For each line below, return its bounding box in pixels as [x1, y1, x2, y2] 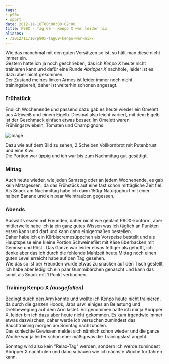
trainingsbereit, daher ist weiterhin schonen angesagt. [5, 82, 118, 88]
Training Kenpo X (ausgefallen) [5, 284, 84, 291]
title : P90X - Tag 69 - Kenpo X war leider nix [5, 26, 108, 31]
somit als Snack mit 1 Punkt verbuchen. [5, 271, 87, 277]
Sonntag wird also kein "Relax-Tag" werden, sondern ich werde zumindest [5, 343, 160, 349]
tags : [5, 7, 17, 13]
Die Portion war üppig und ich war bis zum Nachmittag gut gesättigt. [5, 153, 148, 159]
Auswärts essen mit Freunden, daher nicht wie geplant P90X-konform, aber [5, 217, 163, 223]
